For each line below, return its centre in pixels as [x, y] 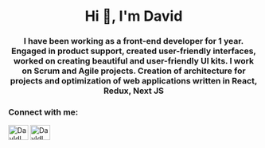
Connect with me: [43, 112]
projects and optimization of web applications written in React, [134, 81]
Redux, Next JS [134, 91]
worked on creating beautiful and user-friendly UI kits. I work [134, 61]
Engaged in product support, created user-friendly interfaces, [134, 51]
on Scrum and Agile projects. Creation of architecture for [134, 71]
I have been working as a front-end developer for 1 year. [134, 41]
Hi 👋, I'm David [134, 16]
